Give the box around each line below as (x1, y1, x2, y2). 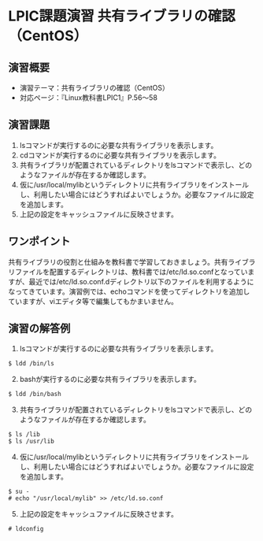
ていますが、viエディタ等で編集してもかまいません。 (8, 296, 179, 306)
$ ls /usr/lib (8, 438, 55, 446)
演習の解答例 (8, 322, 71, 335)
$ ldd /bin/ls (8, 360, 55, 368)
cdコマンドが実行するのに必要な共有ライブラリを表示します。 (19, 150, 220, 160)
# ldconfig (8, 525, 44, 533)
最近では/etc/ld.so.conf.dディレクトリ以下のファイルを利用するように (28, 276, 254, 286)
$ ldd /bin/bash (8, 391, 61, 398)
